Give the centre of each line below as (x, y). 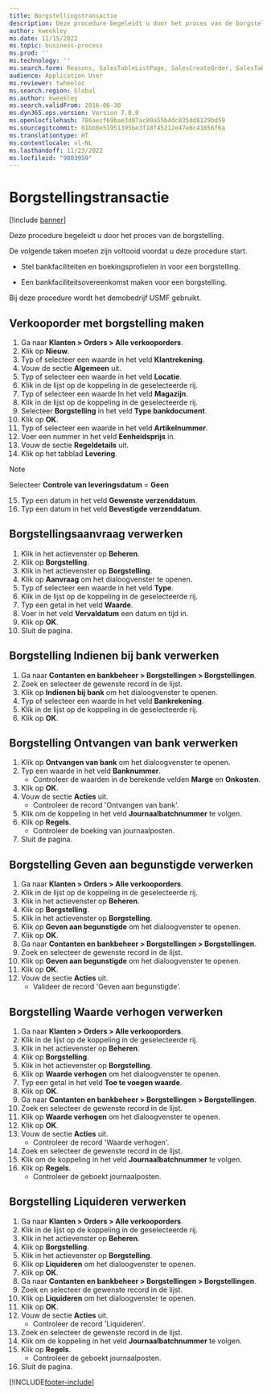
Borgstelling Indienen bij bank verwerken (114, 656)
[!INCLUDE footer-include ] (52, 1382)
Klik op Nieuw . (45, 351)
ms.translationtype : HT (49, 135)
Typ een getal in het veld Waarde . (77, 605)
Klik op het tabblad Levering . (69, 454)
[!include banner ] (38, 220)
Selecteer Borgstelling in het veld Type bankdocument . (114, 411)
